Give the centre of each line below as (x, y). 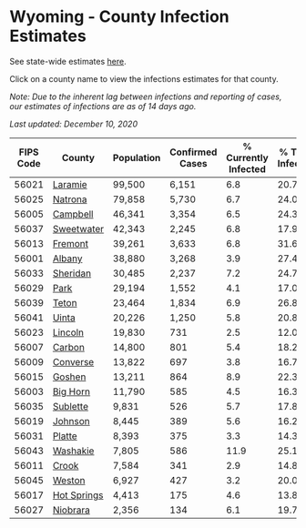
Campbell (73, 214)
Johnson (71, 421)
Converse (73, 361)
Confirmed (194, 152)
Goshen (69, 377)
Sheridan (72, 273)
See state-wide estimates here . (68, 61)
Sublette (71, 406)
